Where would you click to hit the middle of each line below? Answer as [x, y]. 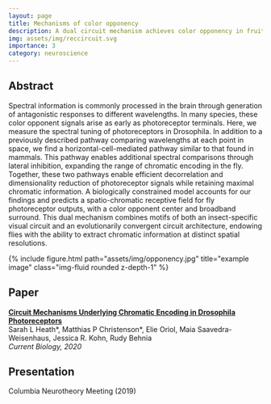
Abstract [31, 86]
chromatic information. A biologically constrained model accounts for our [130, 191]
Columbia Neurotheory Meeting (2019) [73, 391]
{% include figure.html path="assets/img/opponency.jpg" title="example [129, 259]
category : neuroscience [48, 53]
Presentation [42, 372]
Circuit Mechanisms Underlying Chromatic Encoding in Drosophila [122, 312]
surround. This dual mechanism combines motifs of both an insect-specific [133, 217]
